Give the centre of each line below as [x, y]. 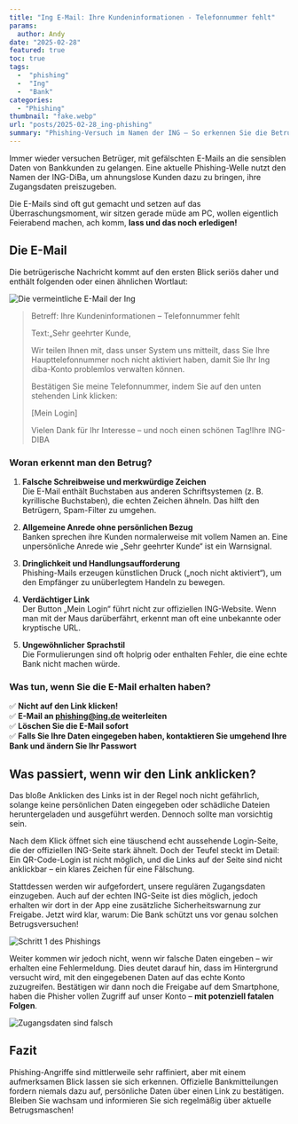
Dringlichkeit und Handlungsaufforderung [101, 563]
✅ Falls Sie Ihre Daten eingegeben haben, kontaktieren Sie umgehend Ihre [148, 736]
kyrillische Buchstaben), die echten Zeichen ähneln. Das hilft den [141, 500]
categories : [31, 100]
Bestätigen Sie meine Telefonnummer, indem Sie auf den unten [146, 386]
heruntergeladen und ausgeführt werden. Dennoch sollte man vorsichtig [141, 814]
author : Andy [41, 34]
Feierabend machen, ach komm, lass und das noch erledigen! [123, 222]
